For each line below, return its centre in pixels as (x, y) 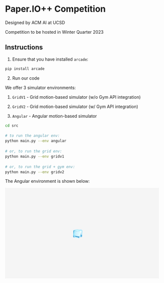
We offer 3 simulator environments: (41, 87)
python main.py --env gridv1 (35, 156)
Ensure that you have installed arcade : (50, 59)
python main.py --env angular (36, 141)
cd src (12, 126)
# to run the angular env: (32, 136)
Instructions (24, 47)
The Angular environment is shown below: (48, 181)
